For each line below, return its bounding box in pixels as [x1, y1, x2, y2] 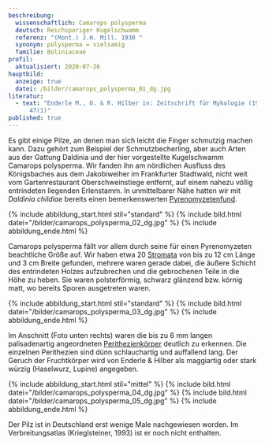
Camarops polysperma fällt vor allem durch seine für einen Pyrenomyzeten [8, 241, 252, 250]
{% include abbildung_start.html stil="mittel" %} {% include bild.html [8, 379, 231, 388]
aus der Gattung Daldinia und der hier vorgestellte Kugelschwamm [8, 152, 224, 161]
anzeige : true [15, 77, 62, 85]
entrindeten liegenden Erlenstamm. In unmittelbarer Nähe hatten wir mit [8, 186, 241, 195]
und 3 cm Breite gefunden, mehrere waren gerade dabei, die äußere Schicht [8, 258, 256, 268]
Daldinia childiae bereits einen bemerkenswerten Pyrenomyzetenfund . [8, 194, 238, 203]
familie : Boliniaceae [15, 48, 87, 56]
